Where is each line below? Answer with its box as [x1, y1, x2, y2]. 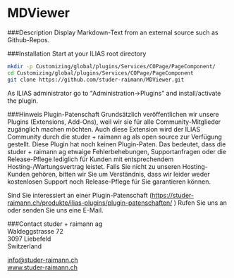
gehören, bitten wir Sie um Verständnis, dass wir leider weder [31, 170, 210, 178]
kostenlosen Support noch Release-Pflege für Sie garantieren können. [7, 177, 211, 186]
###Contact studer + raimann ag [7, 220, 103, 228]
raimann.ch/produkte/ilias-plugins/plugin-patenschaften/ [7, 198, 173, 207]
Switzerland [7, 241, 42, 251]
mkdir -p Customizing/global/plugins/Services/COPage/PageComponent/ [7, 63, 216, 70]
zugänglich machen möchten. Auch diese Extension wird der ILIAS [7, 125, 201, 133]
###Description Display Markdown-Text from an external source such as [7, 28, 218, 37]
